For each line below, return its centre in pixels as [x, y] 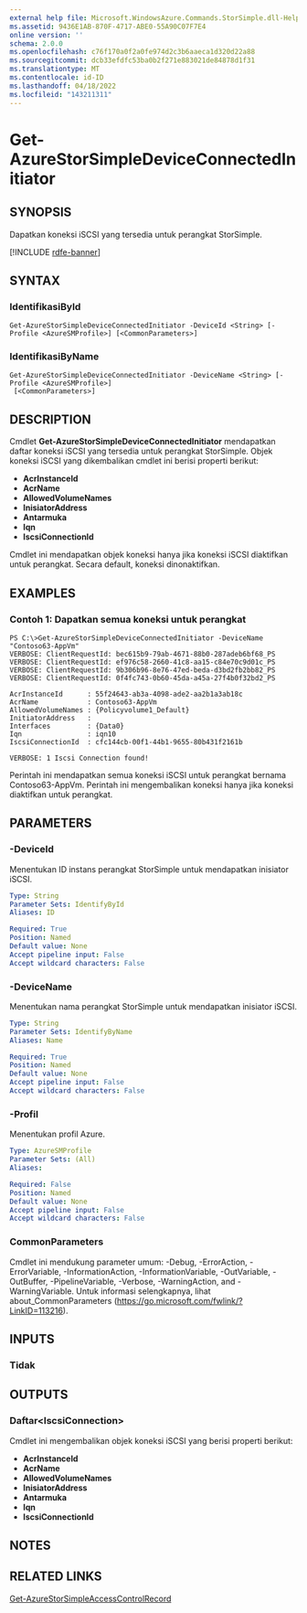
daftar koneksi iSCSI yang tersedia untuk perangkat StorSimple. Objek [141, 451]
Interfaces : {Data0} [67, 726]
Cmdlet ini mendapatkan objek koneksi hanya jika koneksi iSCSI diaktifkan [149, 555]
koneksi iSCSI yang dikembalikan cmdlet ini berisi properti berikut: [134, 461]
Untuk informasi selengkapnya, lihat [144, 1291]
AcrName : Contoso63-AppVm [83, 702]
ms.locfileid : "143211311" [61, 94]
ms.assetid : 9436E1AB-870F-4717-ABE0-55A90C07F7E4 [108, 27]
